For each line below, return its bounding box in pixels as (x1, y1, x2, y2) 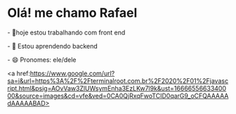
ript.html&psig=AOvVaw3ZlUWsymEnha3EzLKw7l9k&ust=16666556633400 (7, 84, 227, 92)
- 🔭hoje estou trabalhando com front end (7, 28, 126, 37)
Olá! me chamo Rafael (7, 5, 138, 21)
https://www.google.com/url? (29, 69, 115, 77)
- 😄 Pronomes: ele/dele (7, 55, 77, 64)
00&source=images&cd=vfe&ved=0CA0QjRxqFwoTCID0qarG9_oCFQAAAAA (7, 91, 229, 100)
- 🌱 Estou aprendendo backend (7, 42, 98, 50)
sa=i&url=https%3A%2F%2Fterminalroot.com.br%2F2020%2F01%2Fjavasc (7, 76, 229, 85)
